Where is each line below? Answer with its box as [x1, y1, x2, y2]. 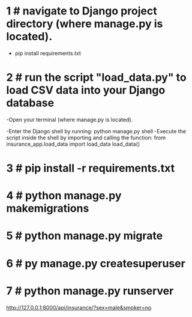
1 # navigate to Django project [6, 4, 157, 18]
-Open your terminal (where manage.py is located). [6, 116, 133, 123]
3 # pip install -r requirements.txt [6, 162, 175, 175]
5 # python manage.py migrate [6, 229, 163, 243]
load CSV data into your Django [6, 83, 166, 97]
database [6, 96, 55, 110]
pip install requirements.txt [14, 49, 81, 56]
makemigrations [6, 202, 89, 216]
